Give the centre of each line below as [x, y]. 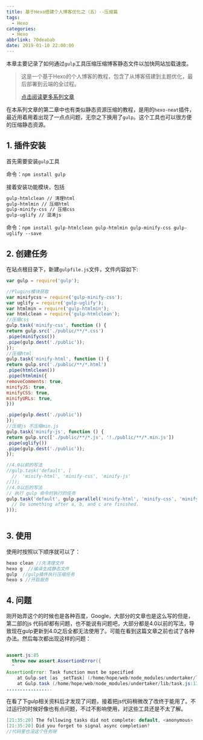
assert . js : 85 [23, 655]
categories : [21, 29]
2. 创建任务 [27, 253]
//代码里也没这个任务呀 [32, 732]
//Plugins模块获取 [27, 291]
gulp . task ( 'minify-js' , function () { [55, 432]
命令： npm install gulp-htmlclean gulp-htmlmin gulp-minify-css [89, 228]
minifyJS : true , [27, 387]
